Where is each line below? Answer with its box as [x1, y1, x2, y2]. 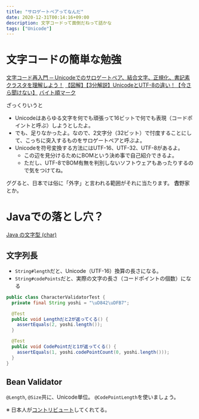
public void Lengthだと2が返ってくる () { [11, 316, 109, 322]
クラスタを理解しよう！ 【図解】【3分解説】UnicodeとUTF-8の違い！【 [6, 81, 181, 89]
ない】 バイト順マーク [22, 89, 76, 96]
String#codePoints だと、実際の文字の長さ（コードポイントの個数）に [14, 275, 186, 282]
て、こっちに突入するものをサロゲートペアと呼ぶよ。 [14, 137, 145, 144]
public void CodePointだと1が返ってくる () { [11, 344, 117, 350]
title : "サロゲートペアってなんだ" [6, 8, 84, 15]
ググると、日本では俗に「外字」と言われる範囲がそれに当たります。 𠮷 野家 [6, 180, 190, 187]
